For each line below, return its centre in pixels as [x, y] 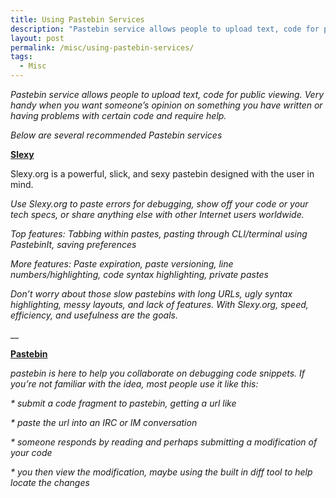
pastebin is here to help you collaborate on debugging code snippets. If [158, 373]
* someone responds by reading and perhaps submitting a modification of [164, 442]
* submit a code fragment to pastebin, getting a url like [123, 403]
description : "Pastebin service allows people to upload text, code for [165, 29]
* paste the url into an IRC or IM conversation [104, 422]
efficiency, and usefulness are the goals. [94, 315]
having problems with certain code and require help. [118, 115]
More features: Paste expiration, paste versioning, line [122, 264]
